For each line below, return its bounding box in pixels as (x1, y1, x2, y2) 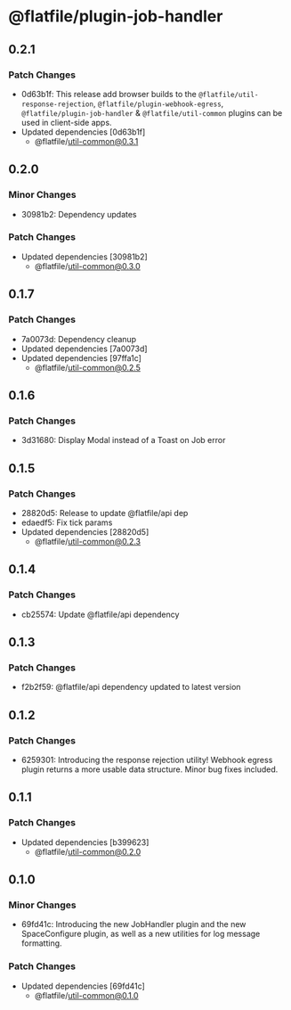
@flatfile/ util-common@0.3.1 (34, 135, 139, 146)
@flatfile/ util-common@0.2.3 (34, 536, 141, 546)
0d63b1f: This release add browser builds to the (20, 88, 197, 99)
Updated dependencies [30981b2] (20, 251, 148, 262)
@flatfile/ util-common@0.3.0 (34, 260, 141, 271)
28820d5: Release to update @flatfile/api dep (20, 507, 189, 518)
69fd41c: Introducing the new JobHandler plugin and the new (20, 919, 247, 930)
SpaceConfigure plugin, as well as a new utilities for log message (20, 929, 261, 940)
